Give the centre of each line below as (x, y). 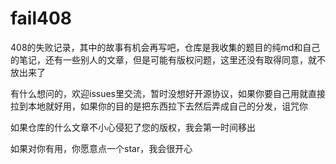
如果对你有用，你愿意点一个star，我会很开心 (101, 148)
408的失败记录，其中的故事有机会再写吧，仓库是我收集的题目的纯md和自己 (165, 47)
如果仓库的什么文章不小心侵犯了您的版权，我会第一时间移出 (133, 127)
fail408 (41, 18)
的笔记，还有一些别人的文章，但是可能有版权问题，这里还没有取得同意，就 (163, 59)
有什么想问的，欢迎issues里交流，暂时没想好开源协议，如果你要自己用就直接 (168, 93)
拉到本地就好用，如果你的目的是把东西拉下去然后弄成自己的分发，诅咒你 (159, 106)
